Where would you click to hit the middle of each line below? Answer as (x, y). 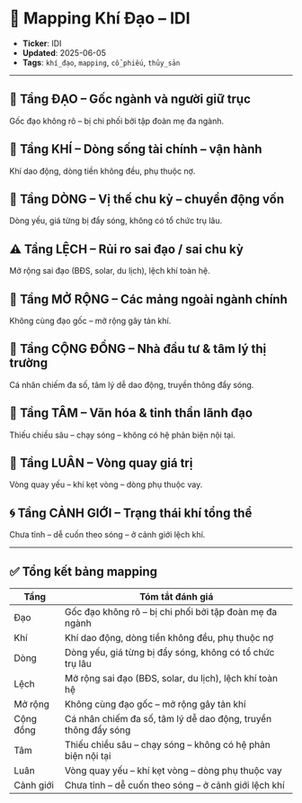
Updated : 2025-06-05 (64, 52)
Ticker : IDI (42, 43)
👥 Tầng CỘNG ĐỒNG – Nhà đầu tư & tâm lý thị (138, 349)
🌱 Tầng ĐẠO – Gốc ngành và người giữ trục (130, 99)
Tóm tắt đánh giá (176, 597)
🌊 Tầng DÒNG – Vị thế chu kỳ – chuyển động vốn (147, 198)
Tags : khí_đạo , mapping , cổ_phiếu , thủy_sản (101, 62)
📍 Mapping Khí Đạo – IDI (100, 18)
